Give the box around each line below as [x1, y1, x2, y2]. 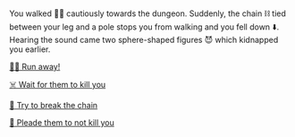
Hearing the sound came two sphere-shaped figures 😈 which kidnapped [9, 35, 279, 45]
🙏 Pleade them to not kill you [9, 117, 114, 128]
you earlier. [9, 44, 51, 55]
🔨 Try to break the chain [9, 100, 98, 110]
